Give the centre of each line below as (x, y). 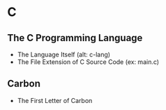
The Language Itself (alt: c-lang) (63, 54)
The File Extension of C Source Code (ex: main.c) (88, 62)
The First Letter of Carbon (55, 100)
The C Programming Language (75, 38)
